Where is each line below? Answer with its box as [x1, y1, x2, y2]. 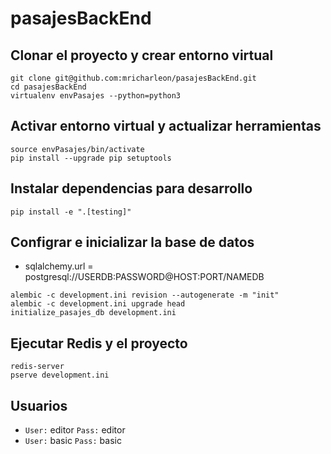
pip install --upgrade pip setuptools [10, 153, 172, 163]
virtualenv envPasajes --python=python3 [10, 91, 182, 101]
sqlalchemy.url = [24, 260, 94, 272]
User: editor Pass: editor [24, 424, 126, 436]
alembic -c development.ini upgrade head [10, 299, 186, 309]
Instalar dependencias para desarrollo [10, 180, 253, 197]
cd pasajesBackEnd [10, 82, 87, 92]
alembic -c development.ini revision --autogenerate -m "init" [10, 290, 280, 301]
